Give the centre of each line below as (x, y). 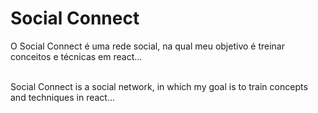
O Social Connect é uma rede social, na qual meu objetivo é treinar (147, 46)
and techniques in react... (63, 97)
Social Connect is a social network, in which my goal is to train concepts (159, 86)
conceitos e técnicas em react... (76, 56)
